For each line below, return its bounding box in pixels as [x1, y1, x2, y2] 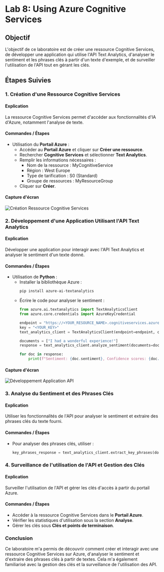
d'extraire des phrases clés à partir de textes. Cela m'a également [5, 556, 138, 562]
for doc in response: [19, 352, 63, 357]
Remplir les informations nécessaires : [19, 157, 96, 163]
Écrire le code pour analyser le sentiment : [19, 298, 105, 304]
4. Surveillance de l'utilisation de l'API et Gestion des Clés [5, 462, 145, 468]
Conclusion [5, 535, 33, 542]
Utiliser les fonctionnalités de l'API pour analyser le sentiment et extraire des [5, 413, 159, 419]
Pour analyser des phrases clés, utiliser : [12, 441, 94, 446]
